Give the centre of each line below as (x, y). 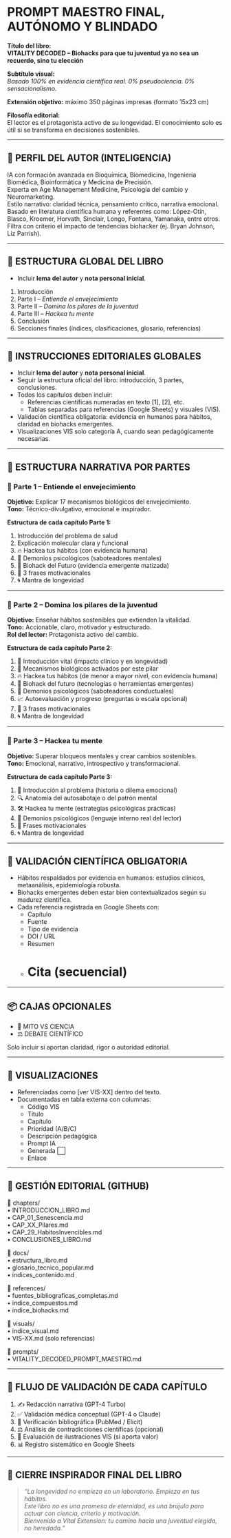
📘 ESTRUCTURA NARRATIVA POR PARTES (99, 467)
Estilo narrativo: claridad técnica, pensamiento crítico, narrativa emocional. (113, 204)
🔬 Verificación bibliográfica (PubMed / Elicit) (80, 1421)
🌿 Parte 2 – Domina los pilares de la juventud (82, 604)
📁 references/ (26, 1288)
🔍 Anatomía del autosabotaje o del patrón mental (87, 798)
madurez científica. (44, 900)
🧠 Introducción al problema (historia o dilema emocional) (97, 790)
